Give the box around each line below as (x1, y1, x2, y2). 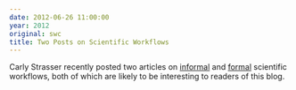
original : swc (9, 29, 62, 38)
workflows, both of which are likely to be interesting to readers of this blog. (9, 71, 285, 82)
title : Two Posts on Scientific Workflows (9, 37, 169, 47)
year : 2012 (9, 21, 50, 30)
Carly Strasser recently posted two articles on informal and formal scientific (9, 62, 288, 72)
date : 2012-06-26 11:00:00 (9, 12, 110, 22)
